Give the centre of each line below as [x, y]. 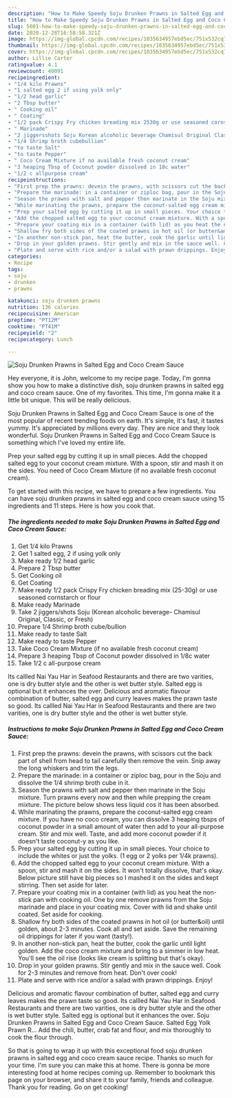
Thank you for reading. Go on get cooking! [68, 1087]
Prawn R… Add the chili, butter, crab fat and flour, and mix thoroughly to [110, 1030]
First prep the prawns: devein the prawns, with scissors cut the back [115, 753]
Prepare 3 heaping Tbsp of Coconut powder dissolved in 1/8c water [114, 656]
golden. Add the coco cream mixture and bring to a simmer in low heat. [119, 951]
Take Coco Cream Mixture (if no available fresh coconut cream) [108, 649]
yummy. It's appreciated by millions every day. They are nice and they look [114, 428]
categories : [25, 257]
